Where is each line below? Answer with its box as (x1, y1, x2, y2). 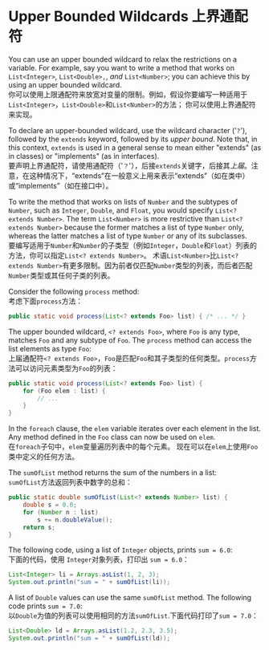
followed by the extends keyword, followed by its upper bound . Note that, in (8, 134, 258, 144)
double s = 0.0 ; (22, 501, 78, 510)
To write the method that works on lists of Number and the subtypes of (8, 197, 238, 206)
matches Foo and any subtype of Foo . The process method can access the (8, 335, 252, 345)
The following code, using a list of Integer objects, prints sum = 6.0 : (8, 545, 233, 555)
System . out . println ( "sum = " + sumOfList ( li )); (8, 579, 171, 587)
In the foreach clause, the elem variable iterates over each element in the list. (8, 424, 261, 433)
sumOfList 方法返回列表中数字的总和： (8, 477, 132, 487)
